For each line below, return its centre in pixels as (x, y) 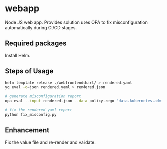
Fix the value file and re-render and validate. (50, 142)
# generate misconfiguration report (43, 96)
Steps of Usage (29, 71)
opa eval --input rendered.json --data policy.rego (60, 101)
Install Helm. (18, 55)
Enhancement (27, 130)
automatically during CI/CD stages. (41, 27)
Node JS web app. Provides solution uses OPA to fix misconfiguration (77, 22)
